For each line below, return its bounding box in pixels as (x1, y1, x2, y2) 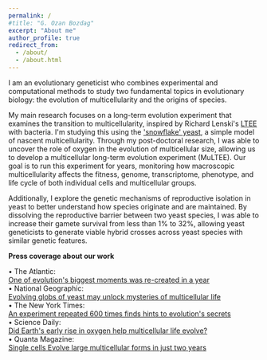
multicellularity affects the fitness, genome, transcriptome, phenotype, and (8, 169, 254, 179)
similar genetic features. (8, 236, 88, 245)
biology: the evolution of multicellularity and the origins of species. (8, 95, 227, 104)
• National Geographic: (8, 284, 84, 293)
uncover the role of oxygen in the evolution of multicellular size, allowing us (8, 144, 256, 154)
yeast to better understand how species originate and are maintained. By (8, 202, 247, 211)
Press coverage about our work (8, 251, 115, 260)
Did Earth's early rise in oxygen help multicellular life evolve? (8, 326, 208, 335)
